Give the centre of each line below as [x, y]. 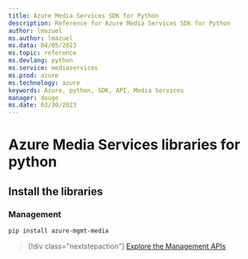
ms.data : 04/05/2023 [43, 46]
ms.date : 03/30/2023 [43, 105]
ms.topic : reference [43, 53]
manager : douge [34, 98]
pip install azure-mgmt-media [59, 231]
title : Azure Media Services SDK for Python [84, 16]
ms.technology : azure [44, 83]
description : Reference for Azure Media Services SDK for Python [119, 23]
